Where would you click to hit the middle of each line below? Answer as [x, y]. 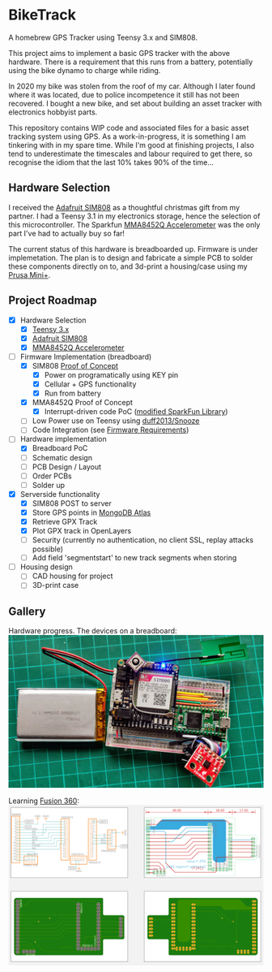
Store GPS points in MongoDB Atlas [91, 512]
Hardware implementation [63, 439]
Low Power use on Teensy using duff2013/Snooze [116, 421]
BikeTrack [42, 15]
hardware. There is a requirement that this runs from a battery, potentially [131, 62]
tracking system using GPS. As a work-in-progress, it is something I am [127, 136]
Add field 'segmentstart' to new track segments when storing [134, 558]
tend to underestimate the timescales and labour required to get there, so [130, 153]
